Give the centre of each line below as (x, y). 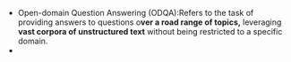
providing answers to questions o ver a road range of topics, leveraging (150, 22)
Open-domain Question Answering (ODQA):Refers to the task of (136, 13)
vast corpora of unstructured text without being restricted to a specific (150, 31)
